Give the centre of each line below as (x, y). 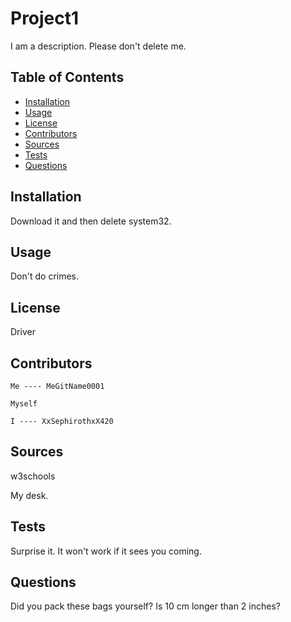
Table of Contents (67, 77)
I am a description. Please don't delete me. (98, 46)
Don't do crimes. (45, 276)
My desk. (29, 495)
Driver (23, 332)
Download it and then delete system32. (91, 221)
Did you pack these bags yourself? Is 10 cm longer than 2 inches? (145, 606)
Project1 (45, 18)
